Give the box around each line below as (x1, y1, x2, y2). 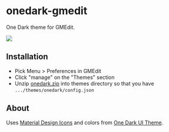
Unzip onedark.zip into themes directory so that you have (14, 80, 154, 87)
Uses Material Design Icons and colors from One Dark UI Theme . (6, 119, 164, 126)
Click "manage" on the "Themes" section (14, 74, 115, 81)
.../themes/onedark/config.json (14, 87, 94, 93)
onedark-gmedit (6, 4, 88, 18)
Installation (6, 52, 48, 62)
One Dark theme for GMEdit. (6, 24, 75, 31)
